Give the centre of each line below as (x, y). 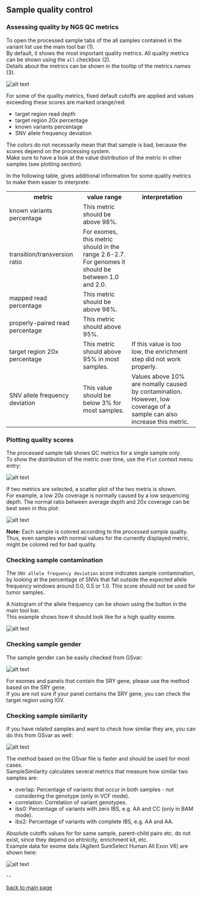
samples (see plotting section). (44, 164)
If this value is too (156, 344)
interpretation (162, 197)
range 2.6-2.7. (104, 254)
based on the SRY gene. (36, 687)
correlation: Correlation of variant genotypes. (71, 802)
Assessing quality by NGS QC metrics (63, 27)
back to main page (29, 887)
